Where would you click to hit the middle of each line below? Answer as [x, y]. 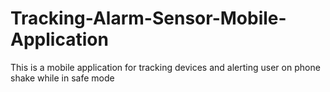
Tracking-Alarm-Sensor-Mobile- [148, 18]
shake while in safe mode [62, 78]
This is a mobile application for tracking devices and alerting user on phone [165, 67]
